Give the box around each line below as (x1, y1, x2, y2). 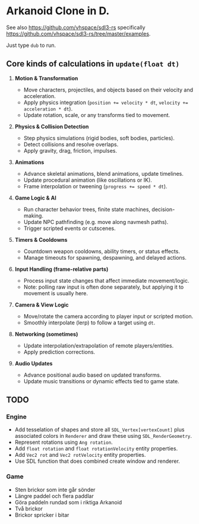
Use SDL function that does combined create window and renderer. (14, 457, 180, 465)
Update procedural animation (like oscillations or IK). (23, 176, 153, 184)
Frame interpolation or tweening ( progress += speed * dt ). (23, 182, 168, 190)
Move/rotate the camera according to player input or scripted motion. (23, 312, 194, 320)
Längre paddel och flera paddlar (14, 492, 94, 500)
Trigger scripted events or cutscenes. (23, 225, 116, 232)
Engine (6, 413, 27, 421)
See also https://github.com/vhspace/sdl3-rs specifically (6, 24, 146, 31)
